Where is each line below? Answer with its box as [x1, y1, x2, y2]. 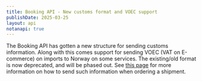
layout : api [6, 20, 36, 26]
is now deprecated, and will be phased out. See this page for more [6, 62, 172, 69]
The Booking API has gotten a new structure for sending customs [6, 42, 169, 50]
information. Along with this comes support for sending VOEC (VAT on [6, 49, 181, 56]
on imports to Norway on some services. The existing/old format [36, 55, 197, 62]
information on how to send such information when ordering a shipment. [6, 68, 186, 76]
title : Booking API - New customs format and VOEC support [6, 8, 158, 15]
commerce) [6, 55, 35, 62]
